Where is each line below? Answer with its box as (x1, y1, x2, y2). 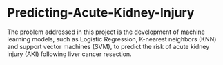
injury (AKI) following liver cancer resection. (7, 50, 133, 58)
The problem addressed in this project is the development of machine (7, 28, 205, 36)
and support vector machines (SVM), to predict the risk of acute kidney (7, 42, 210, 50)
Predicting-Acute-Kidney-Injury (7, 5, 195, 21)
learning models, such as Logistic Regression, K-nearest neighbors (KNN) (7, 35, 217, 43)
